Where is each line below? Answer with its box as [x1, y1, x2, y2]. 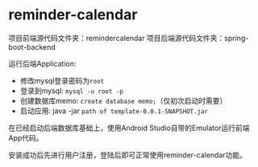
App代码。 [8, 132, 44, 142]
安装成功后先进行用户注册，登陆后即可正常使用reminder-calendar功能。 [8, 150, 248, 160]
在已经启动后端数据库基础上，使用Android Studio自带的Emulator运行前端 [8, 123, 250, 132]
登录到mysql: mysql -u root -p [19, 86, 123, 96]
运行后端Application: [8, 59, 77, 68]
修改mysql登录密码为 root [19, 75, 105, 85]
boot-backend [8, 42, 56, 51]
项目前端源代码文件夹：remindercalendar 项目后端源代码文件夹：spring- [8, 33, 249, 43]
